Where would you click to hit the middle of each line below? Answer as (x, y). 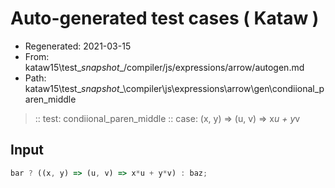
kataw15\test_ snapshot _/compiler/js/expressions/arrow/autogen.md (164, 67)
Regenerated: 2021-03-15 (78, 46)
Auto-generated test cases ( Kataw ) (165, 18)
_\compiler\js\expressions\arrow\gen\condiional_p (222, 88)
